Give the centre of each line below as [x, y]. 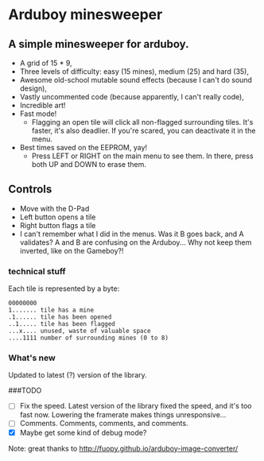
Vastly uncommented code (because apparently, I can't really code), [132, 97]
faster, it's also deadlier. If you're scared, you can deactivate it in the [144, 130]
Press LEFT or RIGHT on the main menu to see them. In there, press [142, 156]
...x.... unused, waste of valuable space [80, 331]
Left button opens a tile [58, 217]
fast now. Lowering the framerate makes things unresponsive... [123, 415]
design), [33, 88]
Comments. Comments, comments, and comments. [104, 424]
